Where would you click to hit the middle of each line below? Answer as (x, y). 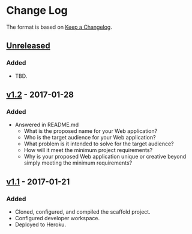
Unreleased (28, 46)
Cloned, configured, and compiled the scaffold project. (83, 212)
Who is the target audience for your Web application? (90, 138)
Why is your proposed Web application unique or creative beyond (105, 157)
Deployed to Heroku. (40, 224)
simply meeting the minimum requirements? (78, 163)
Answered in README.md (47, 125)
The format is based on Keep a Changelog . (59, 27)
